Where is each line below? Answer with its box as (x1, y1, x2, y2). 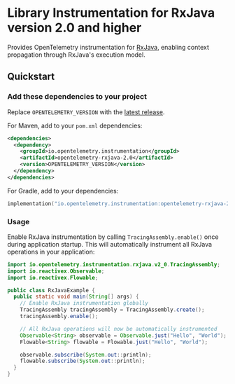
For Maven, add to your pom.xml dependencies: (7, 121, 143, 130)
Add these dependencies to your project (7, 92, 147, 102)
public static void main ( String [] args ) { (13, 293, 139, 301)
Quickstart (7, 71, 55, 83)
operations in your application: (7, 247, 95, 256)
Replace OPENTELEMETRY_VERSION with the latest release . (7, 107, 165, 116)
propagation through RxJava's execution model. (7, 50, 145, 59)
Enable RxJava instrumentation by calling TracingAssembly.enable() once (7, 233, 219, 241)
